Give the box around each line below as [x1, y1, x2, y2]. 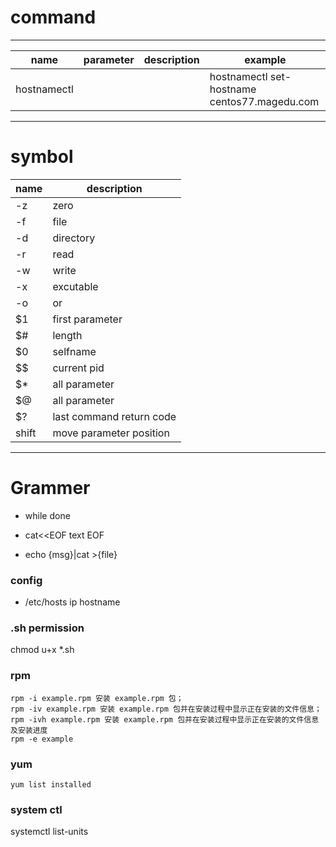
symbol [10, 146, 74, 168]
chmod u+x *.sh [10, 644, 75, 656]
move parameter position [52, 426, 170, 440]
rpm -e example [10, 734, 74, 744]
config [10, 573, 43, 587]
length [52, 328, 83, 342]
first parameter [52, 312, 123, 326]
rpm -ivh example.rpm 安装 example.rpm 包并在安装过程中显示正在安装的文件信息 [10, 714, 320, 725]
